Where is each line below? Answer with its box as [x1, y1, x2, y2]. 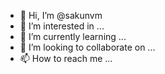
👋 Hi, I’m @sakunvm [19, 10, 103, 21]
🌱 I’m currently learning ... [19, 31, 127, 42]
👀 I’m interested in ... [19, 20, 105, 32]
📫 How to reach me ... [19, 53, 113, 64]
